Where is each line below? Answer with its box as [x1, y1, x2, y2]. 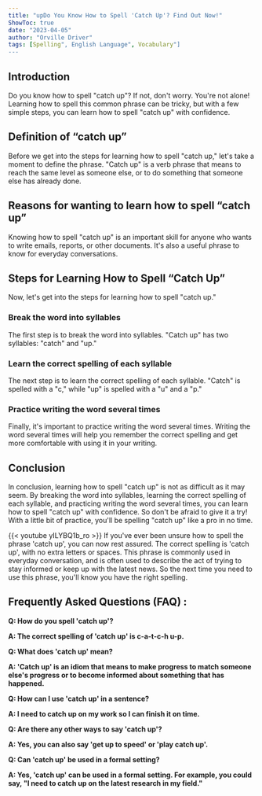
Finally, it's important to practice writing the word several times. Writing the [8, 422, 251, 431]
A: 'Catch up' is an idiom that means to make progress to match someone [8, 661, 252, 671]
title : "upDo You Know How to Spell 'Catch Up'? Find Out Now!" [8, 11, 223, 20]
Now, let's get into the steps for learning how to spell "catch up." [8, 293, 217, 302]
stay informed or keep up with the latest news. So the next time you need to [8, 564, 253, 574]
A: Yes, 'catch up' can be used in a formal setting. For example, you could [8, 770, 253, 779]
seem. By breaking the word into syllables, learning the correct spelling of [8, 491, 247, 500]
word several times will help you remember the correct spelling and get [8, 430, 238, 440]
